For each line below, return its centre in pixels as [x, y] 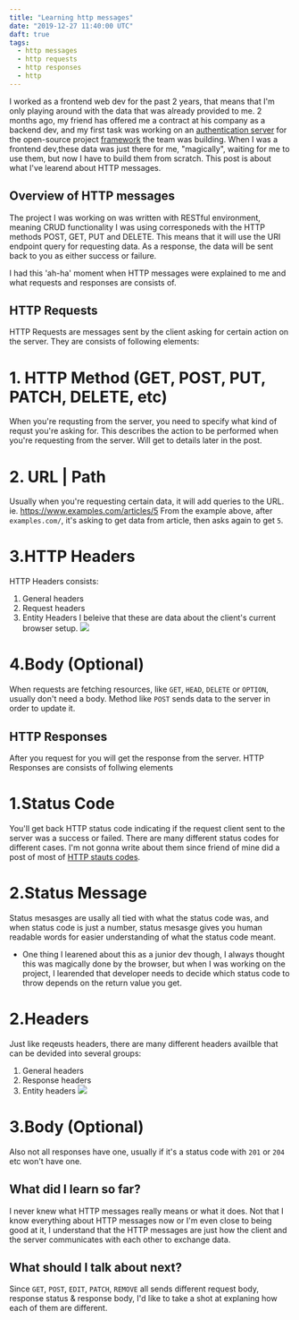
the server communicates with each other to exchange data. [120, 1239]
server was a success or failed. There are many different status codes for [144, 838]
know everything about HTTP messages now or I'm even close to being [141, 1220]
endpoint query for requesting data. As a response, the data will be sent [141, 246]
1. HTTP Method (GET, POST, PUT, [137, 378]
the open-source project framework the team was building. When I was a [144, 139]
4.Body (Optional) [77, 664]
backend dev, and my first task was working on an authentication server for [148, 130]
